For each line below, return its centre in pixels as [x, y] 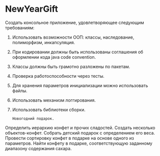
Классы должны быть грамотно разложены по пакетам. [71, 67]
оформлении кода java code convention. [54, 57]
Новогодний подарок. [33, 118]
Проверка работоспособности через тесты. [58, 76]
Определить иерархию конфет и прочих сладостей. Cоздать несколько [80, 128]
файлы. [20, 90]
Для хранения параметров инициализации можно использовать [80, 85]
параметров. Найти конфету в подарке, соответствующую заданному [79, 143]
